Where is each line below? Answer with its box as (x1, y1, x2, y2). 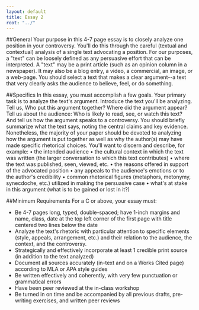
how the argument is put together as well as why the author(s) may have (6, 136, 183, 143)
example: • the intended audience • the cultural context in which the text (6, 148, 184, 155)
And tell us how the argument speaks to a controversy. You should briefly (6, 117, 185, 124)
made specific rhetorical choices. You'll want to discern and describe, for (6, 142, 185, 149)
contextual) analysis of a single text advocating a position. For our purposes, (6, 49, 193, 56)
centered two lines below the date (14, 222, 98, 229)
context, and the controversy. (14, 241, 87, 248)
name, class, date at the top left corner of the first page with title (14, 215, 172, 222)
